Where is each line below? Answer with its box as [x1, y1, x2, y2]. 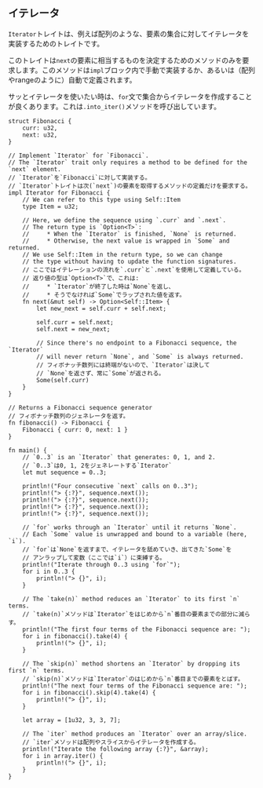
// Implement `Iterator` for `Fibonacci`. [8, 151, 149, 159]
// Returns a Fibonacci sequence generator [8, 403, 153, 411]
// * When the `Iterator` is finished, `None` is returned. [22, 230, 237, 238]
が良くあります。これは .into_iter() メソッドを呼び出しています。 [8, 101, 221, 111]
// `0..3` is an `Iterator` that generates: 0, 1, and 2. [22, 453, 216, 461]
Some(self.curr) [36, 376, 89, 384]
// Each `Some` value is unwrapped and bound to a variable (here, [22, 530, 247, 538]
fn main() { [8, 446, 47, 454]
